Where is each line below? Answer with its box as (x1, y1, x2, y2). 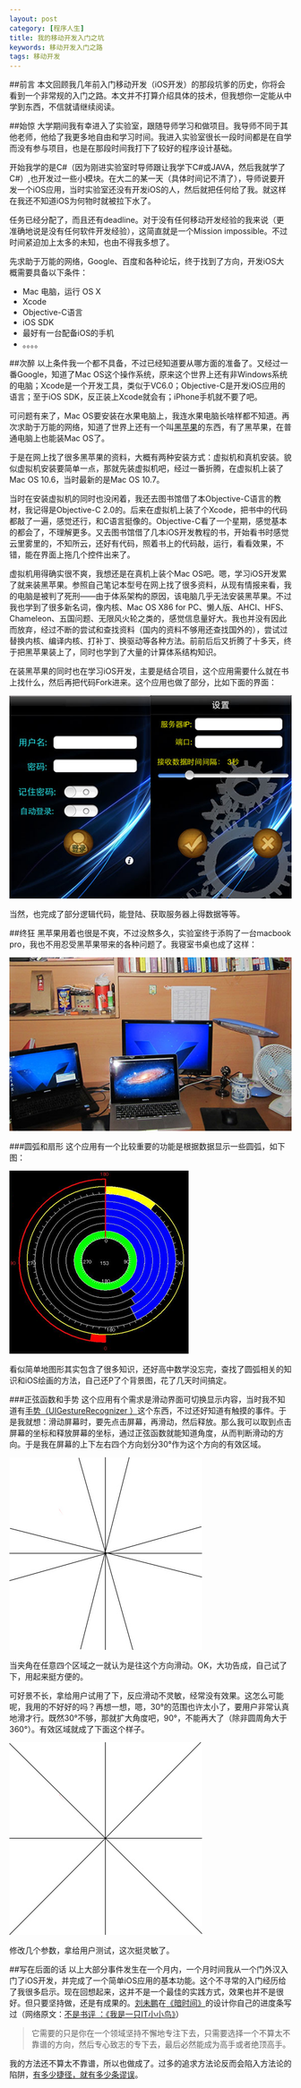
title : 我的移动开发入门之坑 (9, 33, 105, 42)
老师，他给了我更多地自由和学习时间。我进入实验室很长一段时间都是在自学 (16, 132, 292, 142)
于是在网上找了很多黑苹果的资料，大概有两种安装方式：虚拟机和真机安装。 (9, 452, 284, 463)
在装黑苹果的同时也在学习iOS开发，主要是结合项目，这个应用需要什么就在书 (9, 666, 289, 676)
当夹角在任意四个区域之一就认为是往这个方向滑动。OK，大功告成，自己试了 (9, 1660, 288, 1671)
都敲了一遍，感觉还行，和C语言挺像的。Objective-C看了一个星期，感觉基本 (9, 516, 288, 527)
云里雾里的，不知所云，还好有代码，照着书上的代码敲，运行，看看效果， (9, 538, 276, 549)
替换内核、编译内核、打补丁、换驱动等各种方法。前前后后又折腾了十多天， (9, 636, 284, 647)
